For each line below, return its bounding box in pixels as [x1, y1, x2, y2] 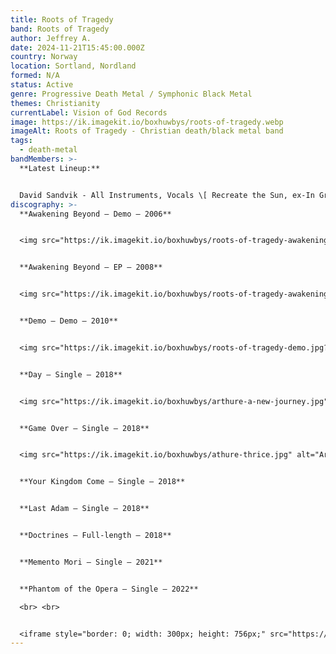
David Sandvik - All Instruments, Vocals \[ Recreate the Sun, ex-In [19, 190, 315, 200]
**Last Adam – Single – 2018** [19, 504, 150, 514]
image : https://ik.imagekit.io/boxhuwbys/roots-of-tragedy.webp [10, 117, 284, 127]
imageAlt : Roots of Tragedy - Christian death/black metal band [10, 126, 284, 136]
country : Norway [10, 52, 78, 62]
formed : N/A [10, 71, 60, 81]
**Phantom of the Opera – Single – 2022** [19, 584, 199, 594]
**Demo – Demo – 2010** [19, 316, 118, 326]
